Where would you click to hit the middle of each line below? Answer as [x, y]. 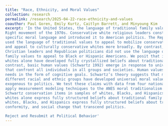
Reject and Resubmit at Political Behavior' [52, 116]
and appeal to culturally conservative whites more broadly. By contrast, [85, 47]
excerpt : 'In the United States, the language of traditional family [79, 28]
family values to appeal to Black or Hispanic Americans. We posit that [82, 56]
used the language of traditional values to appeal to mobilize [73, 42]
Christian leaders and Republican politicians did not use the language [82, 51]
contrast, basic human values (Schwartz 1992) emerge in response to [79, 65]
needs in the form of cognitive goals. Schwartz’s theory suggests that [82, 75]
